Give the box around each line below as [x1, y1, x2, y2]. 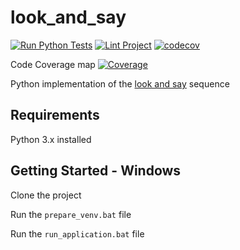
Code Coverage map [10, 58, 96, 70]
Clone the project [10, 189, 82, 201]
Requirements [10, 107, 100, 124]
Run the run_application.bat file [10, 227, 145, 240]
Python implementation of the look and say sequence [10, 77, 230, 90]
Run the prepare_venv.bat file [10, 208, 132, 220]
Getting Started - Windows [10, 162, 182, 180]
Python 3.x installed [10, 133, 92, 145]
